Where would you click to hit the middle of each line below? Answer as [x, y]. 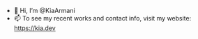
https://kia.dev [35, 28]
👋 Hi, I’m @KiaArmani [44, 11]
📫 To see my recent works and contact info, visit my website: [102, 18]
